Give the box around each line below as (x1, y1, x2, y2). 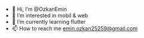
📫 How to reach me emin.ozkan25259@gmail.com (11, 25, 138, 32)
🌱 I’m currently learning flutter (11, 18, 86, 25)
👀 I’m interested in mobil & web (11, 12, 88, 19)
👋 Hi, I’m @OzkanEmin (11, 6, 68, 12)
